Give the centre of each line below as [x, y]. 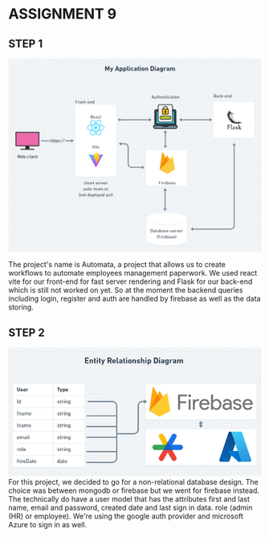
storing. [21, 307]
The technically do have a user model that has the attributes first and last [129, 499]
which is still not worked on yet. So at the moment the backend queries [126, 290]
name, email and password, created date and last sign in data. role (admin [130, 508]
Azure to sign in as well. [48, 525]
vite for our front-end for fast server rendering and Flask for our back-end [130, 281]
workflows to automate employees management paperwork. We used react [133, 273]
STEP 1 [26, 44]
